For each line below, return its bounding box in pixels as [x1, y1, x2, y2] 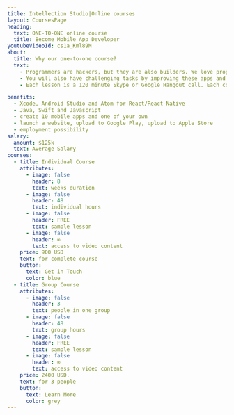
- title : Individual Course [13, 158, 95, 165]
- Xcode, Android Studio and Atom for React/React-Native [13, 100, 186, 108]
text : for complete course [19, 255, 98, 263]
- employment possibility [13, 126, 89, 133]
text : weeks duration [32, 184, 95, 191]
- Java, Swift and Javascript [13, 107, 101, 114]
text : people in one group [32, 307, 111, 314]
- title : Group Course [13, 281, 79, 288]
